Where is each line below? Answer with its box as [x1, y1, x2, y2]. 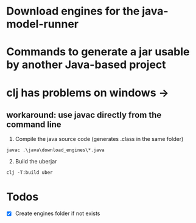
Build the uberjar [15, 158, 57, 165]
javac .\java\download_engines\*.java [6, 147, 105, 153]
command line [6, 119, 62, 129]
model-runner [6, 17, 79, 31]
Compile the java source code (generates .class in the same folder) [15, 136, 184, 143]
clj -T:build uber [6, 170, 53, 176]
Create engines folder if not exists [15, 210, 100, 217]
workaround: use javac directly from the [6, 109, 162, 120]
